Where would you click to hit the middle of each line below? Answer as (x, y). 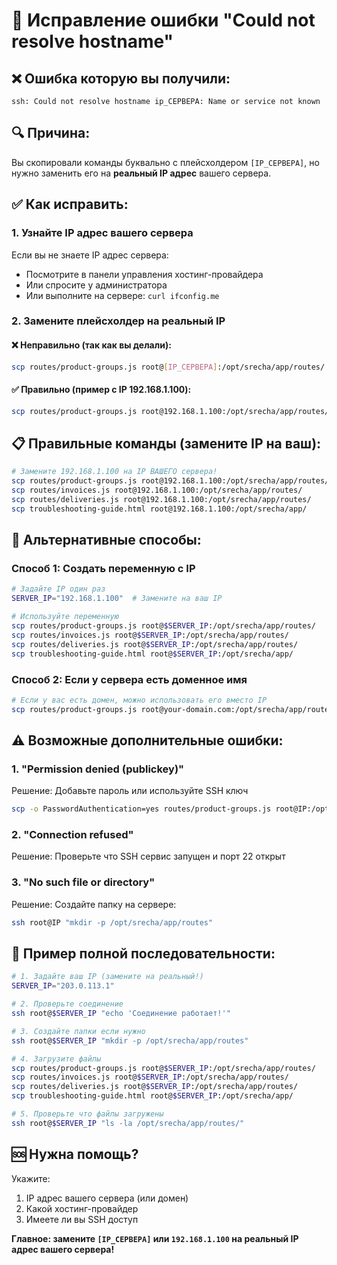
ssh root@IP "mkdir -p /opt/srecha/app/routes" (112, 922)
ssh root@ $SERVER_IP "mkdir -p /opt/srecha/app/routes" (130, 1040)
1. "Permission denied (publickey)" (98, 769)
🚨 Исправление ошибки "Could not (163, 20)
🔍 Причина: (51, 133)
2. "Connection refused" (72, 835)
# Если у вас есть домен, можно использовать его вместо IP (139, 700)
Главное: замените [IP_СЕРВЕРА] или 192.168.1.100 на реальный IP (155, 1238)
